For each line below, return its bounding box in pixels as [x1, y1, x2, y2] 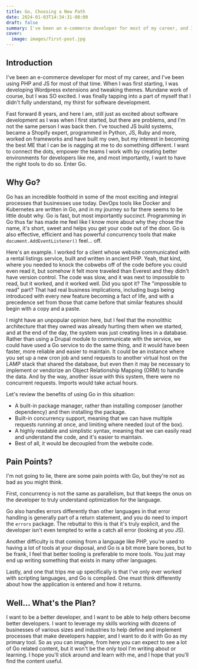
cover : [6, 31, 22, 37]
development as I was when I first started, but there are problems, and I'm [6, 116, 186, 123]
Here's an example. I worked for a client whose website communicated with [6, 249, 190, 256]
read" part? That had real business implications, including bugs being [6, 286, 175, 293]
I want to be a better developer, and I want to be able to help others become [6, 613, 190, 621]
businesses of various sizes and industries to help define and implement [6, 626, 182, 634]
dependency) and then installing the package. [14, 408, 127, 415]
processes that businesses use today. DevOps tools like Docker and [6, 199, 171, 207]
